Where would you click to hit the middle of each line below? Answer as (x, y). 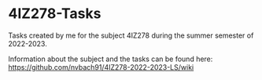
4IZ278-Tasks (55, 14)
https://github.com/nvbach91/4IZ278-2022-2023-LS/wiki (101, 67)
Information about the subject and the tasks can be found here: (111, 59)
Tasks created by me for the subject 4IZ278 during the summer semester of (131, 35)
